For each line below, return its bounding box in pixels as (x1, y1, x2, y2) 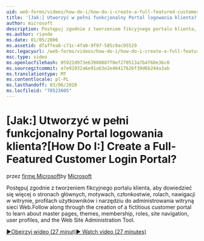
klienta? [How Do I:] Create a (6, 140, 151, 153)
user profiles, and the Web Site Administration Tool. (6, 216, 135, 223)
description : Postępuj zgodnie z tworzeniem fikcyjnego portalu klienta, (6, 25, 197, 32)
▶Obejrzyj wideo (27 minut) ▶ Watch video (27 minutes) (6, 228, 147, 235)
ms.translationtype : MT (6, 71, 67, 77)
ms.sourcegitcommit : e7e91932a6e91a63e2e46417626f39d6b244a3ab (6, 65, 170, 71)
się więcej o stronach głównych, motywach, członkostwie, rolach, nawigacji (6, 190, 195, 197)
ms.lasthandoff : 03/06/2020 (6, 82, 78, 88)
